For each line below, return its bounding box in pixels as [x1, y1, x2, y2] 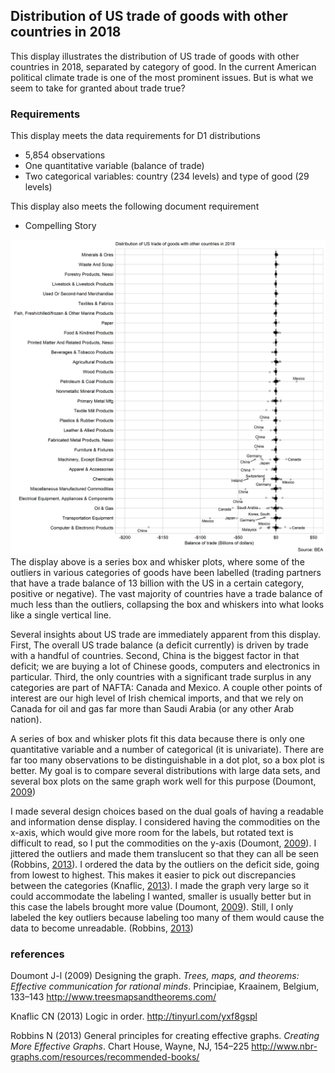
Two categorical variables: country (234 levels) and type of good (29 [24, 170, 310, 183]
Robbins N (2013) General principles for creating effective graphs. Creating [10, 1030, 320, 1042]
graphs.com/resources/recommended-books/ [10, 1051, 200, 1063]
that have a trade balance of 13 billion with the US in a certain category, [10, 577, 305, 589]
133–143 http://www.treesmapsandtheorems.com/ [10, 991, 217, 1003]
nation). [10, 714, 42, 726]
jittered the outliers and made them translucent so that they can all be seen [10, 848, 320, 860]
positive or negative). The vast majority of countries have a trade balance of [10, 588, 323, 600]
